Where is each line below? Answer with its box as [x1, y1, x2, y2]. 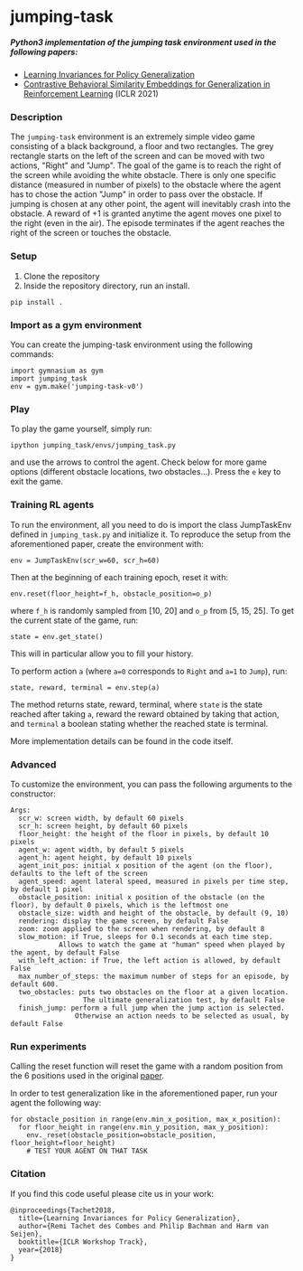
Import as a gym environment [10, 318, 142, 331]
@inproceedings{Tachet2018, [10, 1205, 116, 1215]
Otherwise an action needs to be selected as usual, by [74, 1011, 289, 1021]
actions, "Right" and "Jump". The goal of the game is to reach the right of [10, 160, 282, 171]
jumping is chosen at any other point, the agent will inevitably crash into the [10, 199, 291, 210]
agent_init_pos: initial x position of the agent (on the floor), [18, 861, 273, 870]
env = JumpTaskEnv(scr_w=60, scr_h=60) [10, 556, 161, 565]
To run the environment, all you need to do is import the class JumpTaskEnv [10, 519, 292, 530]
